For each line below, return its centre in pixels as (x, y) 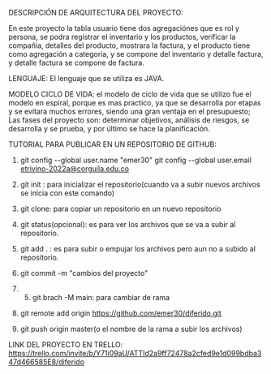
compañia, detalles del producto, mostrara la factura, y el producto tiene (129, 45)
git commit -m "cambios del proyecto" (84, 273)
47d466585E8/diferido (47, 362)
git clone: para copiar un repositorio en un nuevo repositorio (120, 208)
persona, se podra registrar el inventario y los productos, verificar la (122, 37)
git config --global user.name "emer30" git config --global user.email (135, 160)
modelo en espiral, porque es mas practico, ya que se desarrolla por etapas (135, 103)
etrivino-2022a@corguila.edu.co (75, 169)
